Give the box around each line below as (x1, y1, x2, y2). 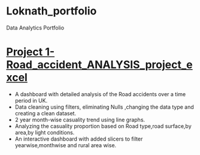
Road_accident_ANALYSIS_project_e (6, 58, 193, 71)
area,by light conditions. (14, 129, 75, 136)
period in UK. (14, 97, 48, 104)
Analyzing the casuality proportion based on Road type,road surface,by (14, 122, 192, 130)
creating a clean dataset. (14, 109, 77, 117)
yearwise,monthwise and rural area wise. (14, 141, 117, 148)
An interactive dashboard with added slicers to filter (14, 135, 143, 142)
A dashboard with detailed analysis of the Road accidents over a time (14, 90, 186, 97)
